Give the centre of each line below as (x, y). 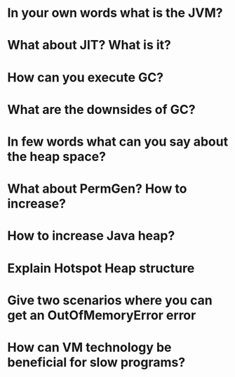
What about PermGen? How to (97, 189)
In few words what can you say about (118, 141)
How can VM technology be (89, 347)
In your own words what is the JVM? (115, 13)
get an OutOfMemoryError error (102, 315)
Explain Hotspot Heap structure (101, 268)
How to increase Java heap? (91, 236)
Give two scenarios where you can (110, 300)
